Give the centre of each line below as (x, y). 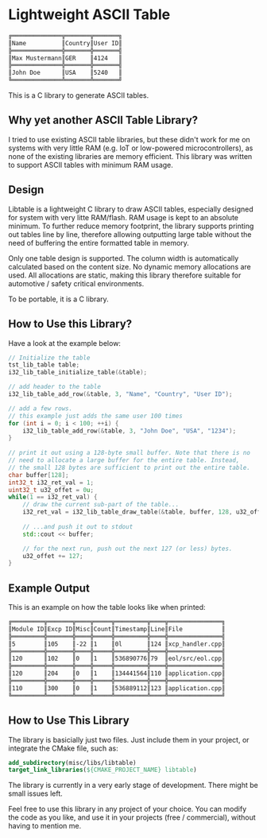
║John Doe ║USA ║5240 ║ (66, 73)
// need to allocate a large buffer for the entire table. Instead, (124, 460)
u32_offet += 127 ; (53, 556)
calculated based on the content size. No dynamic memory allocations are (130, 266)
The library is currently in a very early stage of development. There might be (133, 786)
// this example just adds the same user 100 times (95, 416)
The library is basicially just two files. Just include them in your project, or (129, 739)
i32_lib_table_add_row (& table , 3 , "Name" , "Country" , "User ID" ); (120, 394)
